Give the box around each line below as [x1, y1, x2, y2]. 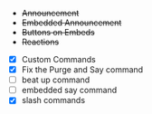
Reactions [21, 36, 60, 47]
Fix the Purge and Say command [21, 64, 144, 75]
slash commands [21, 95, 86, 106]
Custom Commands [21, 54, 96, 64]
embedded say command [21, 85, 118, 96]
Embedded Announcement [21, 17, 122, 28]
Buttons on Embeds [21, 27, 96, 37]
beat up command [21, 74, 90, 85]
